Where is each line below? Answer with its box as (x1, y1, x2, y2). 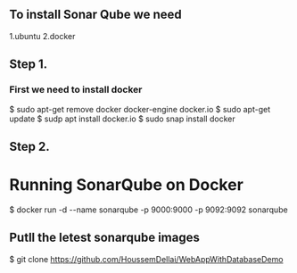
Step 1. (9, 57, 48, 72)
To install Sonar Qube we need (9, 7, 183, 22)
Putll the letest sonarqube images (9, 230, 201, 245)
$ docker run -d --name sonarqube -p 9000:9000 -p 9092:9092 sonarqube (9, 204, 288, 215)
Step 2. (9, 138, 51, 154)
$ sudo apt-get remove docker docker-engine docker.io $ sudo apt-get (9, 103, 271, 114)
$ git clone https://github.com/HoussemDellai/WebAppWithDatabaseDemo (9, 253, 284, 264)
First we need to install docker (9, 84, 143, 96)
